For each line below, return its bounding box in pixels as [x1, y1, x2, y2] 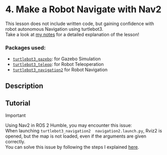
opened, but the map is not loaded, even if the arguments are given [5, 133, 147, 139]
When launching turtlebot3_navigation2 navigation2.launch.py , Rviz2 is [5, 128, 162, 134]
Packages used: [5, 44, 46, 51]
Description [5, 81, 43, 90]
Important [5, 113, 26, 119]
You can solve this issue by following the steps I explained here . [5, 144, 140, 150]
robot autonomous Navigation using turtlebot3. [5, 26, 103, 32]
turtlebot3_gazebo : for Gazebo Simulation [12, 56, 101, 62]
